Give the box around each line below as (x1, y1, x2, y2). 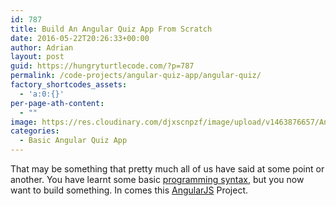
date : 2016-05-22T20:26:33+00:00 (10, 33, 150, 43)
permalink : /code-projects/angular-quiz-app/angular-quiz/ (10, 71, 262, 81)
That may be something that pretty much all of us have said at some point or (10, 163, 325, 175)
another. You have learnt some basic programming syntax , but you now (10, 174, 305, 185)
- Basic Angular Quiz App (19, 136, 128, 146)
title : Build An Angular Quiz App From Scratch (10, 24, 213, 34)
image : (10, 117, 38, 127)
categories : (10, 126, 60, 136)
